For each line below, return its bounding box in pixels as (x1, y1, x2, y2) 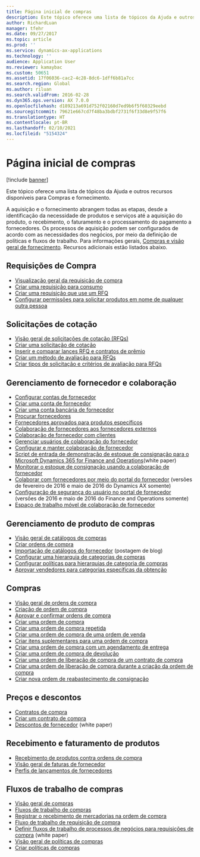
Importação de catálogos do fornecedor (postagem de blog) (14, 547, 163, 555)
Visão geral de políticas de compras (14, 838, 103, 845)
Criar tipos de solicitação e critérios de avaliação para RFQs (14, 360, 162, 367)
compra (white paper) (14, 831, 68, 839)
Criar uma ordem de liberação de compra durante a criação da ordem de (14, 663, 193, 670)
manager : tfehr (6, 25, 44, 32)
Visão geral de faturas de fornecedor (14, 760, 106, 768)
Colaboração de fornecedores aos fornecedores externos (14, 425, 157, 432)
